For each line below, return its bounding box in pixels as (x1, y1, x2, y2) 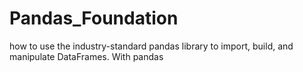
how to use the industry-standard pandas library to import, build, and (9, 40, 294, 52)
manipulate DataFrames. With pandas (9, 50, 164, 62)
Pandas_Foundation (9, 7, 179, 30)
